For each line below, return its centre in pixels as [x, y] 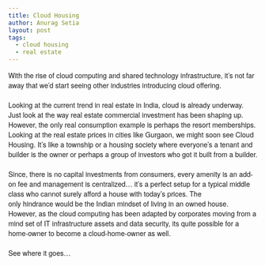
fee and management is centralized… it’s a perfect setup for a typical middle [134, 184]
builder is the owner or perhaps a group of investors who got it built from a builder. [133, 154]
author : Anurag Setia [44, 23]
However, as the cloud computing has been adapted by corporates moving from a [132, 214]
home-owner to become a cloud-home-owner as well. [90, 233]
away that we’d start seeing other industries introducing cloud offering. [115, 85]
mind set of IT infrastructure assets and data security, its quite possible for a [124, 223]
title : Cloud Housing [44, 15]
